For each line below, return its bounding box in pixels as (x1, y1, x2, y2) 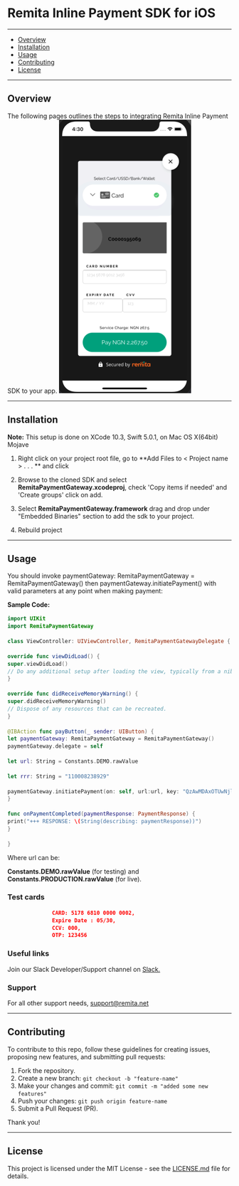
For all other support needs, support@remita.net (7, 998, 149, 1007)
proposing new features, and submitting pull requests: (7, 1052, 166, 1061)
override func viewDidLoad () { (7, 652, 100, 660)
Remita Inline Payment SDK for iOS (7, 5, 216, 21)
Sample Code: (7, 600, 51, 609)
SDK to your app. (7, 386, 58, 395)
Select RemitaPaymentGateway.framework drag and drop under (17, 504, 210, 513)
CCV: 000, (52, 924, 81, 931)
